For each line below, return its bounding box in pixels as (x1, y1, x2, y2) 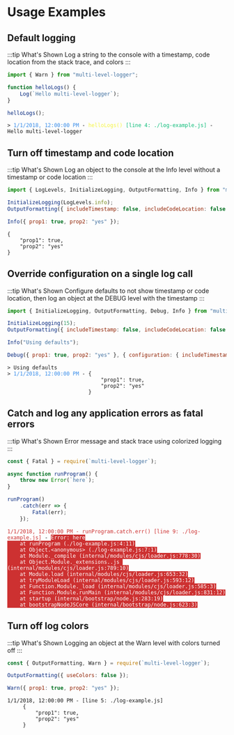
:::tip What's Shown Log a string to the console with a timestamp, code (7, 50, 210, 59)
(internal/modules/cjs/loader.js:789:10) (7, 564, 130, 572)
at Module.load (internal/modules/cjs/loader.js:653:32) (19, 570, 189, 577)
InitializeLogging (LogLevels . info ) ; (7, 199, 114, 206)
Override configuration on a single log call (7, 268, 194, 280)
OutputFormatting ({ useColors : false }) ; (7, 672, 130, 679)
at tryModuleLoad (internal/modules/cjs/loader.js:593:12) (19, 577, 195, 584)
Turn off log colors (7, 620, 89, 632)
